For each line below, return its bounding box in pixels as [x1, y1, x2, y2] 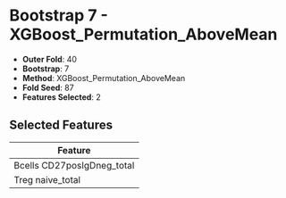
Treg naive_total [13, 173, 81, 186]
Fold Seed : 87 [21, 82, 74, 93]
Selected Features [9, 118, 114, 133]
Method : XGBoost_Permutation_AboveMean [21, 72, 186, 83]
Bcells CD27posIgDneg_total [13, 159, 135, 171]
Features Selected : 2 [21, 91, 101, 103]
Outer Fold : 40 [21, 54, 78, 64]
